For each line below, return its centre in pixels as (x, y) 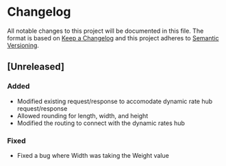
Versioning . (23, 45)
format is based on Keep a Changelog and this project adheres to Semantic (113, 38)
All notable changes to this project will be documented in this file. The (105, 31)
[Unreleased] (36, 67)
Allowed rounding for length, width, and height (83, 115)
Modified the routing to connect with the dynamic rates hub (101, 123)
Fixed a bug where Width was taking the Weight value (93, 155)
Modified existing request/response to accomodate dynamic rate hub (115, 101)
